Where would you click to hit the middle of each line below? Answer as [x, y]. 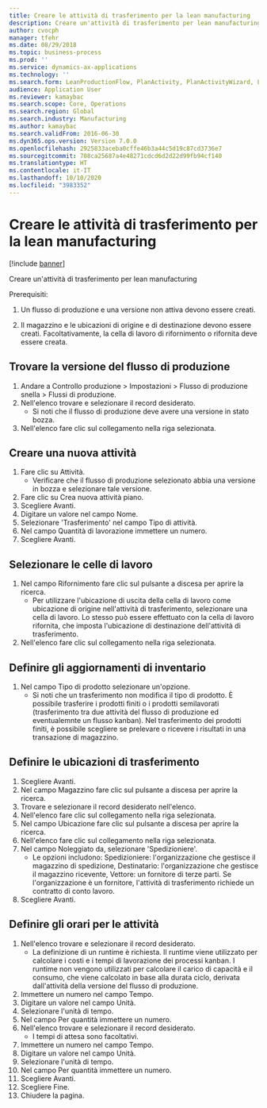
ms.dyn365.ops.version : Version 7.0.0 [73, 141]
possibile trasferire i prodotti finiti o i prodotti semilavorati [126, 703]
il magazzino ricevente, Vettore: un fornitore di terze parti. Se [132, 874]
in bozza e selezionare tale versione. [92, 489]
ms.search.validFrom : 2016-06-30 [64, 133]
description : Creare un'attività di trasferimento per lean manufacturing [135, 23]
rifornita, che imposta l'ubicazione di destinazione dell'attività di [136, 626]
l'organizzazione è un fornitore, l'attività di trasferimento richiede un [143, 883]
